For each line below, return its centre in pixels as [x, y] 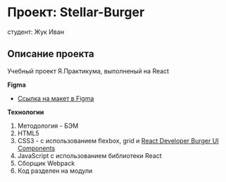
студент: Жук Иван [36, 32]
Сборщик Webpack [46, 163]
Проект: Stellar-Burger [76, 12]
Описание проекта [51, 54]
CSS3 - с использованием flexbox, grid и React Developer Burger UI [118, 140]
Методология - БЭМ [48, 126]
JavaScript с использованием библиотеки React [89, 155]
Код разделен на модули [55, 171]
